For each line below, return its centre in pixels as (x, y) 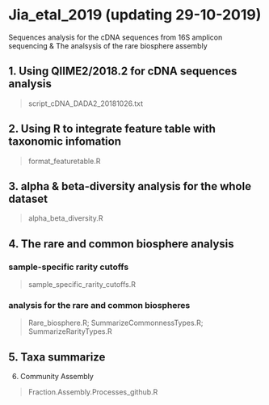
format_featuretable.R (64, 161)
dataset (28, 198)
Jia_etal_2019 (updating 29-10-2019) (135, 15)
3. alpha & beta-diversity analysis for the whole (130, 186)
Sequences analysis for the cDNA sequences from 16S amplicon (116, 37)
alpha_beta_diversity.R (65, 218)
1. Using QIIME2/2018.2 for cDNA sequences (123, 72)
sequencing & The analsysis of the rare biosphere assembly (108, 45)
